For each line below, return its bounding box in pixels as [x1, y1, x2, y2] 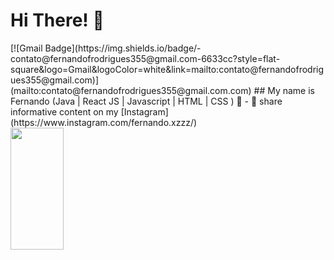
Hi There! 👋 [10, 9, 105, 32]
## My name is [253, 84, 315, 96]
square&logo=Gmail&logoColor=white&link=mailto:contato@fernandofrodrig [10, 63, 325, 75]
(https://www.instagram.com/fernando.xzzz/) [10, 116, 198, 128]
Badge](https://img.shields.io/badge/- [44, 42, 202, 54]
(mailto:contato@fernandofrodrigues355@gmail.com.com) [10, 84, 252, 96]
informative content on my [10, 105, 119, 118]
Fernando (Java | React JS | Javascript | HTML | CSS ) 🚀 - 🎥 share [10, 95, 283, 107]
